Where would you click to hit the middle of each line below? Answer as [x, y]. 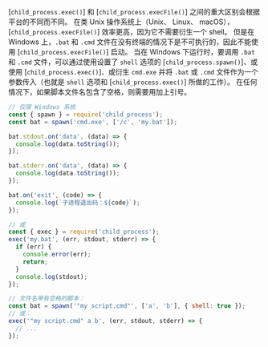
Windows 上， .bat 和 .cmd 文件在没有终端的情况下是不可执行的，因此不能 [130, 42]
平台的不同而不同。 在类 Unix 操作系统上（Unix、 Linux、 [103, 22]
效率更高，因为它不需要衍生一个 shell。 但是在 [178, 32]
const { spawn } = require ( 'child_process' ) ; [85, 115]
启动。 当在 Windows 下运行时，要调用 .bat [183, 52]
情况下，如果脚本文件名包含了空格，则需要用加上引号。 [99, 92]
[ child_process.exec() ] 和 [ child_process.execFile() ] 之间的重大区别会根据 [134, 12]
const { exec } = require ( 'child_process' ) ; [84, 232]
